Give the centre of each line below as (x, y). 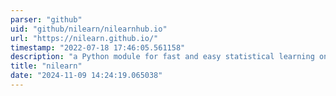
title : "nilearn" (46, 66)
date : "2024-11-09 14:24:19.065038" (86, 76)
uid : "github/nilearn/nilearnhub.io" (89, 29)
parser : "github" (46, 19)
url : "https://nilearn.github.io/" (84, 38)
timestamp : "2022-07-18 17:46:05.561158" (98, 47)
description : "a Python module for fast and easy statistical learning (162, 57)
